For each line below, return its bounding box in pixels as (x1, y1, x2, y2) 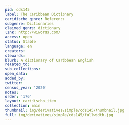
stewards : (5, 53, 26, 58)
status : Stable (5, 39, 36, 44)
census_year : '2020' (5, 85, 48, 90)
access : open (5, 35, 32, 40)
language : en (5, 44, 32, 49)
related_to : (5, 62, 30, 67)
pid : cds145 (5, 7, 30, 12)
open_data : (5, 71, 28, 76)
